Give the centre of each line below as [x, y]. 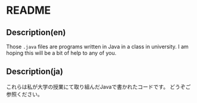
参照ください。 [24, 94]
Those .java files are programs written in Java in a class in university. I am [97, 46]
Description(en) [36, 32]
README [29, 10]
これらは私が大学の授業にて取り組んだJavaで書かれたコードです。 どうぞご [98, 86]
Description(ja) [35, 72]
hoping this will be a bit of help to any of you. [61, 53]
